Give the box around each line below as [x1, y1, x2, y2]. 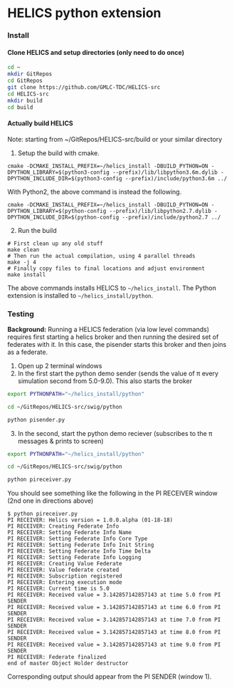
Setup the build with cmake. [17, 148, 100, 157]
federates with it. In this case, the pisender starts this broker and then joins [7, 340, 227, 348]
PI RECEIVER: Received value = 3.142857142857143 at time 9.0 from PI [7, 641, 221, 649]
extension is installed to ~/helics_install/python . [7, 291, 154, 300]
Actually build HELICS [7, 119, 73, 127]
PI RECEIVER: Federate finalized [7, 654, 107, 661]
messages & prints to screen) [17, 437, 105, 445]
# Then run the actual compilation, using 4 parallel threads [7, 252, 196, 259]
